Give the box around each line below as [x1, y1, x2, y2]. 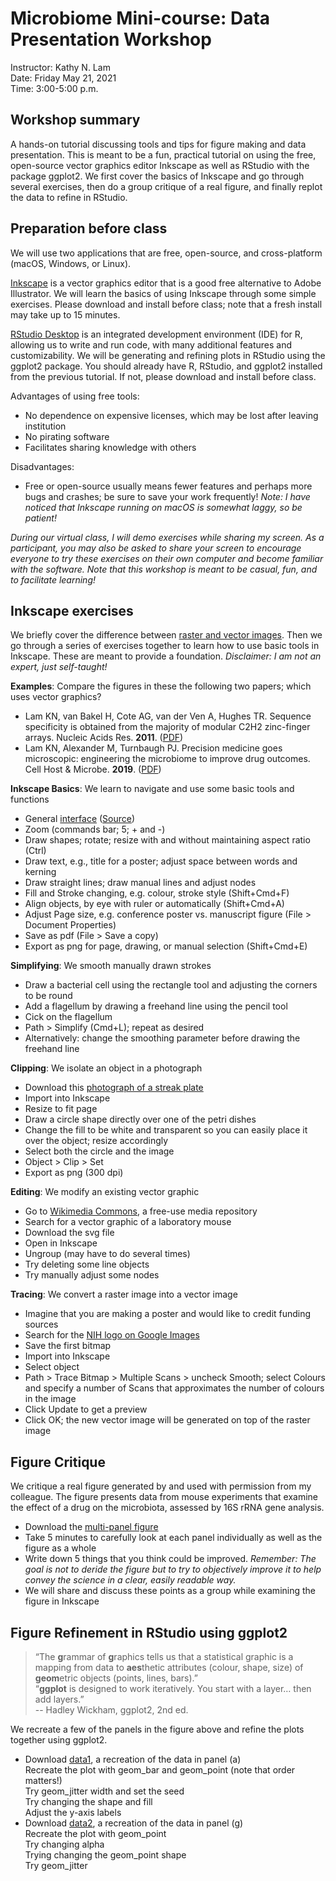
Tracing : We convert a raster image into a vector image [10, 1288, 238, 1301]
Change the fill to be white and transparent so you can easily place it [24, 1124, 308, 1136]
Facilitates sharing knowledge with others [24, 441, 197, 453]
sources [24, 1318, 59, 1331]
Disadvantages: [10, 460, 75, 472]
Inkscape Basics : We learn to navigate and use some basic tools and [10, 783, 295, 795]
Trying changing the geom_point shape [24, 1849, 187, 1861]
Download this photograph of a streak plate [24, 1082, 204, 1094]
